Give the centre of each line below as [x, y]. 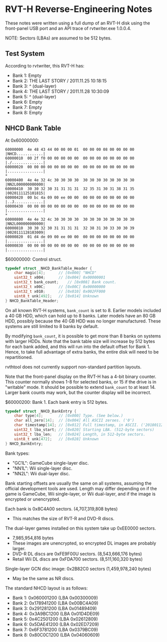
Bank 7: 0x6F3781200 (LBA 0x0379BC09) [55, 630]
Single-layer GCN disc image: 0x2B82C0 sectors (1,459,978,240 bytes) [78, 569]
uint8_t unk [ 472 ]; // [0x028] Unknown [56, 439]
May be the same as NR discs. [43, 578]
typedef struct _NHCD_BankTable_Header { [49, 268]
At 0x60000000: [22, 140]
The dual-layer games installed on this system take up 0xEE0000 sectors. [81, 528]
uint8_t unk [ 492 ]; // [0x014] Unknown [56, 296]
